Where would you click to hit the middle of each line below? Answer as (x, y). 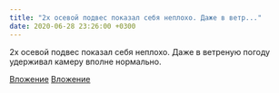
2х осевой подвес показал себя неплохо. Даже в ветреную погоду (140, 51)
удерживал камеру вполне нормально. (85, 61)
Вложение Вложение (50, 79)
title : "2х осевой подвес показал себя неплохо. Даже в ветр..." (135, 18)
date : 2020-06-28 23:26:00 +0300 (73, 26)
